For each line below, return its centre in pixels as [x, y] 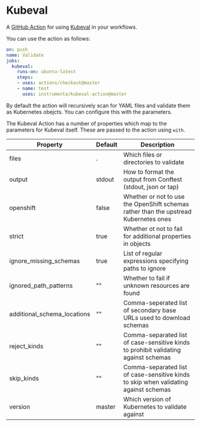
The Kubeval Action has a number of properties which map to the [87, 123]
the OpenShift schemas [156, 204]
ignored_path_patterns [41, 285]
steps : [25, 77]
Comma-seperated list [155, 303]
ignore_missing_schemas [45, 261]
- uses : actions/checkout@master [59, 83]
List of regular [143, 253]
